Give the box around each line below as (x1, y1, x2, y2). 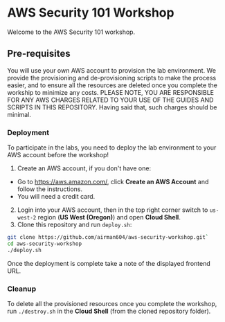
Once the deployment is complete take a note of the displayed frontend (7, 259, 211, 267)
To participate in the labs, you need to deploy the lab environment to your (7, 143, 217, 152)
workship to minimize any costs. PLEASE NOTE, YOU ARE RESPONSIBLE (7, 88, 215, 96)
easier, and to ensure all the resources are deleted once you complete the (7, 81, 218, 89)
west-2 (17, 215, 37, 222)
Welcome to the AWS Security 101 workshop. (7, 28, 136, 36)
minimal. (7, 110, 31, 118)
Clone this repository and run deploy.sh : (17, 220, 132, 229)
